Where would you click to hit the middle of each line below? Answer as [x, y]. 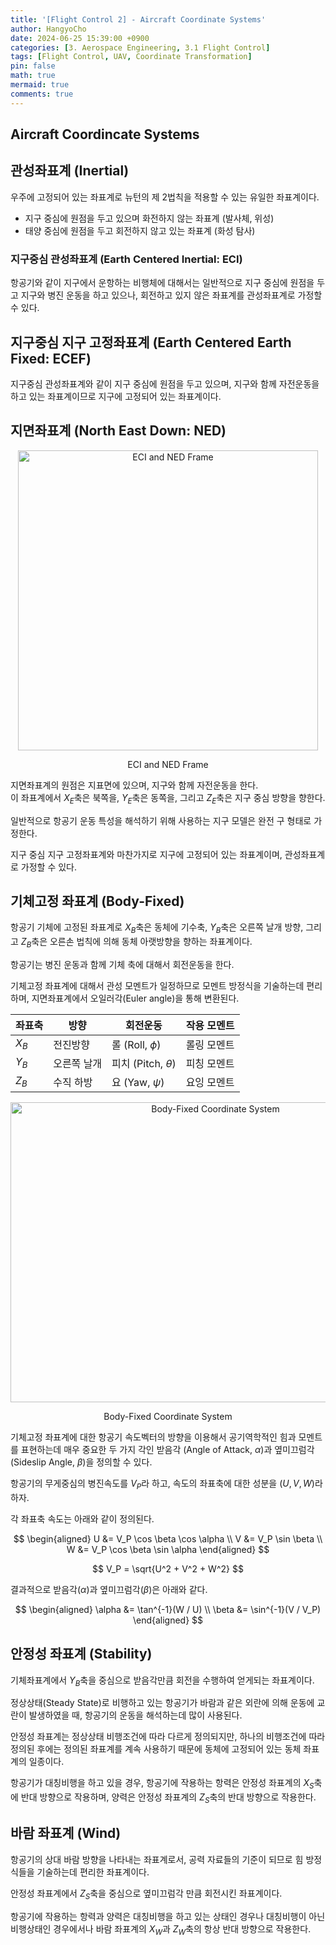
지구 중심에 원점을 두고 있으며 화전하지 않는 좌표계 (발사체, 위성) [149, 218]
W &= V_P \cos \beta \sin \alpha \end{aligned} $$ [168, 1549]
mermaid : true [40, 85]
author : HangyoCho [48, 29]
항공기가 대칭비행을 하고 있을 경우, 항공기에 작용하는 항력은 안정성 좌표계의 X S [162, 1784]
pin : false [33, 66]
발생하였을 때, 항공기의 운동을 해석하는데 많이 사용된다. [135, 1715]
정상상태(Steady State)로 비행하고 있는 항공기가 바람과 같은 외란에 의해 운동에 [162, 1703]
